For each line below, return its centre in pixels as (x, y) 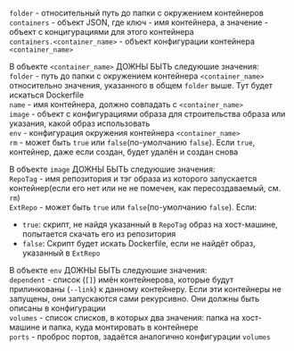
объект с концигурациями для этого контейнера (102, 32)
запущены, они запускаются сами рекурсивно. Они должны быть (135, 299)
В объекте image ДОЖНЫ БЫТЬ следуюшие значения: (112, 169)
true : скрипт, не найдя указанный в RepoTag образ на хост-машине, (150, 224)
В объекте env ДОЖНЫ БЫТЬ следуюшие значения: (108, 270)
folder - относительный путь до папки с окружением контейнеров (137, 13)
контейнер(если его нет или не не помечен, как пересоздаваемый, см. (145, 188)
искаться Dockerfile (47, 95)
